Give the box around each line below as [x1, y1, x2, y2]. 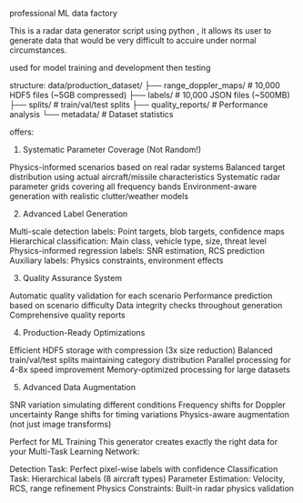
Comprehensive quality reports [9, 309, 126, 320]
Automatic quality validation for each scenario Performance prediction [9, 290, 273, 301]
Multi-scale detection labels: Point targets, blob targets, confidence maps [9, 226, 285, 236]
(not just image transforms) [9, 418, 112, 429]
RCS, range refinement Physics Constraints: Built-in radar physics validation [9, 483, 294, 494]
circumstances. [9, 45, 67, 55]
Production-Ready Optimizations [22, 327, 146, 337]
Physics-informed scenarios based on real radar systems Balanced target [9, 162, 286, 172]
